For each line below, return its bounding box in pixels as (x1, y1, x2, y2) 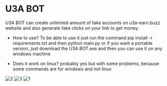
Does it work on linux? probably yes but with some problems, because (12, 60, 159, 66)
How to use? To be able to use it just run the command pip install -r (12, 35, 153, 41)
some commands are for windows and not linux (12, 66, 112, 72)
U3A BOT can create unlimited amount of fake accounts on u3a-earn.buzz (5, 20, 160, 26)
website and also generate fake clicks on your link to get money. (5, 25, 139, 31)
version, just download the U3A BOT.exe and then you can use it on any (12, 45, 162, 51)
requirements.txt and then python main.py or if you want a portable (12, 40, 153, 46)
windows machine (12, 51, 51, 57)
